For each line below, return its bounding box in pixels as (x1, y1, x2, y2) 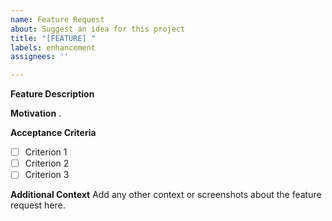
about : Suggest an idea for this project (10, 24, 186, 34)
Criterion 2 (24, 157, 70, 170)
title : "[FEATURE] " (10, 33, 97, 43)
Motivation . (10, 107, 62, 120)
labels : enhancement (10, 42, 97, 53)
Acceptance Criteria (10, 127, 97, 139)
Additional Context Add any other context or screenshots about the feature (10, 189, 322, 201)
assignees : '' (10, 52, 70, 62)
